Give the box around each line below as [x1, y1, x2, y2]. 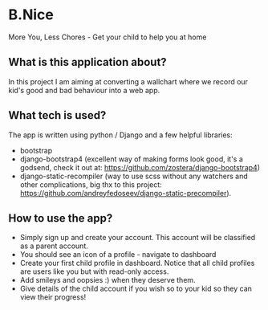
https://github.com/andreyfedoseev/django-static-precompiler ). [19, 188, 232, 198]
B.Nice [8, 6, 54, 24]
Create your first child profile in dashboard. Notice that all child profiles [19, 259, 255, 268]
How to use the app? [8, 211, 113, 225]
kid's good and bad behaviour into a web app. [8, 85, 160, 95]
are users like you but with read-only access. [19, 267, 169, 276]
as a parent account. [19, 241, 88, 251]
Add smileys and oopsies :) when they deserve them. [19, 275, 196, 285]
